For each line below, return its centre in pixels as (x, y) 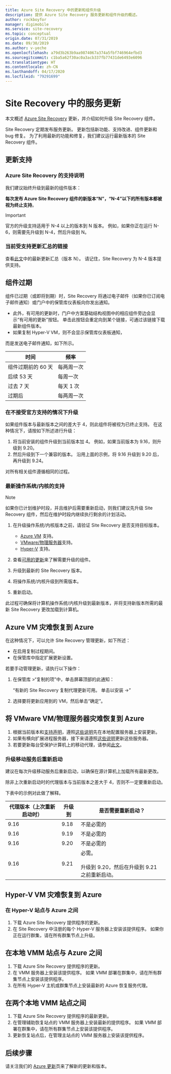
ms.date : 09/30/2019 (27, 43)
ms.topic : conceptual (28, 34)
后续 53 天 (20, 376)
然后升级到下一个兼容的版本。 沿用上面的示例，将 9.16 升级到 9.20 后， (87, 454)
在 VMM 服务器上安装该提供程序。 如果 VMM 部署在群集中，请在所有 (85, 972)
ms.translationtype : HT (31, 62)
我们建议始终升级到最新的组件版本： (43, 187)
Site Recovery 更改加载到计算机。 (46, 610)
